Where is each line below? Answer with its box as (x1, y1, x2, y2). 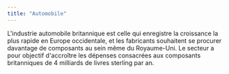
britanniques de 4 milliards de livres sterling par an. (7, 58, 155, 66)
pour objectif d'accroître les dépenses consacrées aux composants (7, 51, 201, 59)
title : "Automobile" (7, 10, 68, 17)
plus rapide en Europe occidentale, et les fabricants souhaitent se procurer (7, 36, 222, 45)
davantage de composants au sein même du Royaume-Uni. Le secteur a (7, 44, 214, 52)
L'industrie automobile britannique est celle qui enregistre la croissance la (7, 29, 219, 37)
